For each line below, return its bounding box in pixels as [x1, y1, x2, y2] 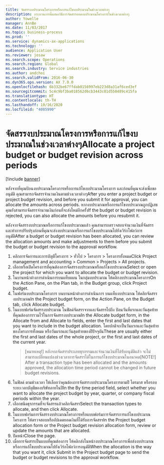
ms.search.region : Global [5, 62, 58, 66]
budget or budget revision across [5, 149, 143, 161]
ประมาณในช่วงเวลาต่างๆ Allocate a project [5, 139, 155, 150]
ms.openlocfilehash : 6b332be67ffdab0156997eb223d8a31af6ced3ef [5, 84, 137, 89]
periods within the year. [12, 395, 61, 401]
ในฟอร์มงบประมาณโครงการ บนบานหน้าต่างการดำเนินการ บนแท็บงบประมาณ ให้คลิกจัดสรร [12, 290, 158, 296]
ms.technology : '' [5, 43, 43, 48]
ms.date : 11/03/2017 [5, 25, 48, 30]
